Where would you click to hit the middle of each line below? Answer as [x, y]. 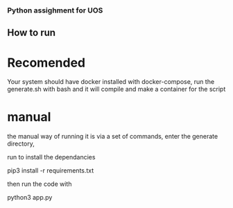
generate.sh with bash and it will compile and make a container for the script [116, 89]
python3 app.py [30, 198]
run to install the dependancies [51, 157]
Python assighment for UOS [55, 10]
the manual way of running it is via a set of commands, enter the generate [113, 137]
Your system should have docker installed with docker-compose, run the [111, 82]
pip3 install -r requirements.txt [51, 171]
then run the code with [40, 184]
